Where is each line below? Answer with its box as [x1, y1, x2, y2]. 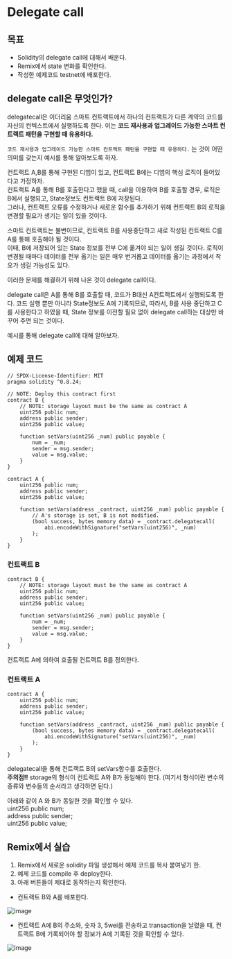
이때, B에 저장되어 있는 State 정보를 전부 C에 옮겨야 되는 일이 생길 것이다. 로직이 [7, 244, 224, 252]
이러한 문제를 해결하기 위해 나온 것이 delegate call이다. [7, 275, 157, 284]
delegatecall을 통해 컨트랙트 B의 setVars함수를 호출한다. [7, 765, 161, 773]
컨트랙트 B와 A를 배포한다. [17, 893, 89, 901]
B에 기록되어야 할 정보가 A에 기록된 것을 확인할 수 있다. [35, 930, 185, 938]
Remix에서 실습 [7, 841, 71, 853]
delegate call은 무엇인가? [7, 93, 113, 105]
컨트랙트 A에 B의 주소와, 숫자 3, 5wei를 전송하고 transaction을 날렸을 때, [17, 921, 215, 930]
